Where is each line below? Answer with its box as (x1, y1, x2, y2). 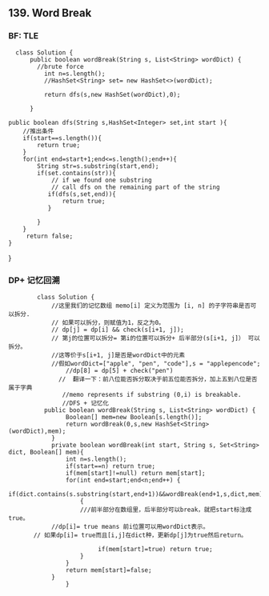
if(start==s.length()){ (22, 134, 102, 142)
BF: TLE (8, 30, 38, 42)
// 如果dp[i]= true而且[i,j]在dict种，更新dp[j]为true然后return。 (33, 531, 247, 539)
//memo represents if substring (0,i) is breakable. (62, 390, 242, 398)
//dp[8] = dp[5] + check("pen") (65, 366, 174, 374)
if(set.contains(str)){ (37, 169, 116, 177)
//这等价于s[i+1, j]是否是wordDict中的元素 (50, 351, 186, 359)
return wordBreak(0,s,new (65, 420, 152, 428)
